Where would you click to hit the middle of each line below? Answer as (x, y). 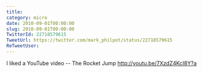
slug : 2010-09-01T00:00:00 (40, 29)
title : (15, 12)
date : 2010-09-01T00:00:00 (40, 23)
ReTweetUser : (23, 46)
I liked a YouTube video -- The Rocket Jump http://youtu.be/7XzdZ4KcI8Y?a (101, 63)
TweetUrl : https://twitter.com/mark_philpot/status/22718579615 (89, 40)
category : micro (27, 18)
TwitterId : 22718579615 (36, 35)
